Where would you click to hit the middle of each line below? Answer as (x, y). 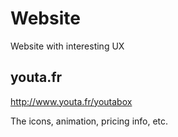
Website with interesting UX (67, 46)
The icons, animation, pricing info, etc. (89, 121)
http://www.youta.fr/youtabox (71, 101)
